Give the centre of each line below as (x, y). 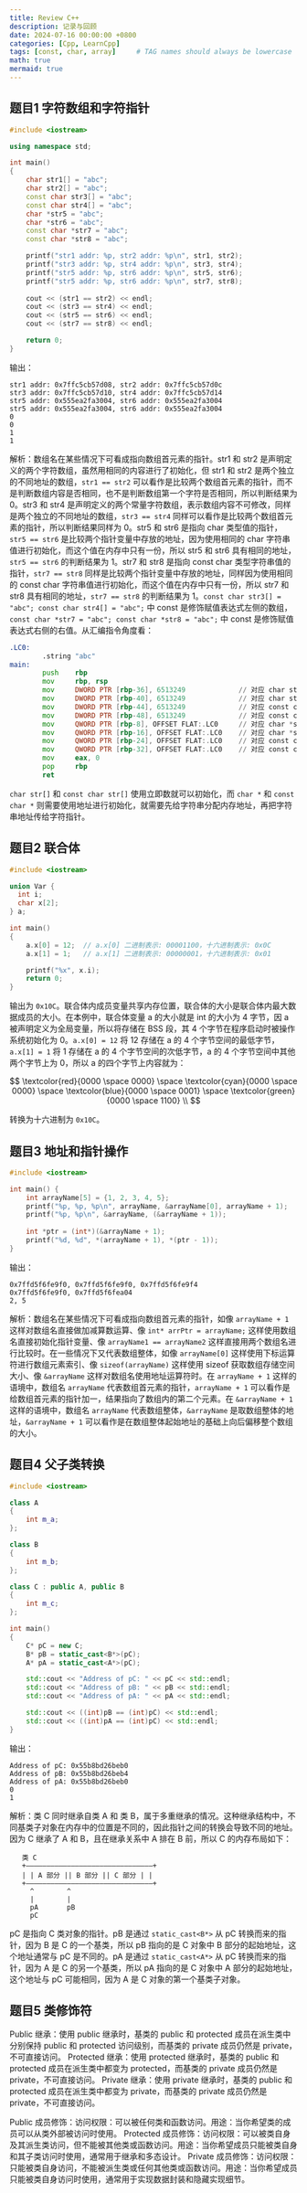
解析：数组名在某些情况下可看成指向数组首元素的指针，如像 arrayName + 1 (149, 1318)
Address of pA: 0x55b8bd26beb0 (69, 1782)
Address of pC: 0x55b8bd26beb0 (69, 1765)
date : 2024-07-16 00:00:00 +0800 (73, 35)
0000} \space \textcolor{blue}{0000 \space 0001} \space (121, 1091)
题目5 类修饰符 (51, 2011)
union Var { (32, 886)
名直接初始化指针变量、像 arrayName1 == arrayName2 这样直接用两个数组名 (149, 1341)
